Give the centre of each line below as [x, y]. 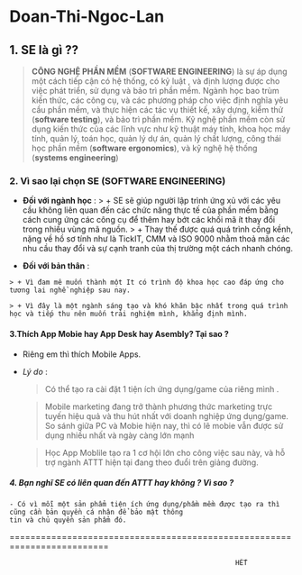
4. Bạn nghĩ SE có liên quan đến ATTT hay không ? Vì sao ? [122, 483]
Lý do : [35, 371]
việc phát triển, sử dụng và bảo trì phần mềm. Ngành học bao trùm [155, 91]
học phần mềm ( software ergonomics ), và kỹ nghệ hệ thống [144, 148]
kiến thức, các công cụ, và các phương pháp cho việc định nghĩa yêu [160, 100]
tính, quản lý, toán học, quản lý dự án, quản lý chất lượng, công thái [156, 138]
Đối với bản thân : [56, 266]
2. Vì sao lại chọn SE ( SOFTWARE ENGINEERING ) [118, 180]
